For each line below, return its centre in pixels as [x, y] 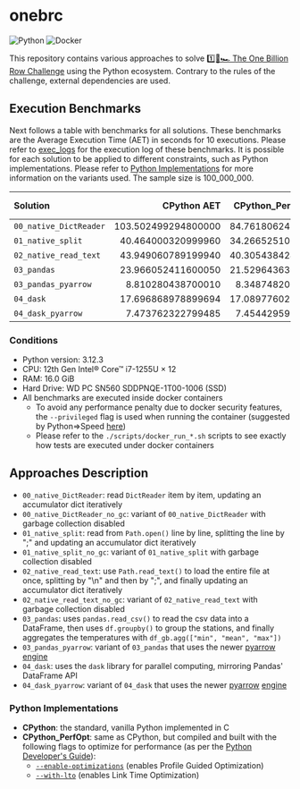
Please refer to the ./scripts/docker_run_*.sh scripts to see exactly [161, 436]
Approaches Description [79, 474]
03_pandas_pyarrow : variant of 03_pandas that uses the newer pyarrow [149, 647]
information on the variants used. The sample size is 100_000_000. [132, 178]
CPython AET [192, 205]
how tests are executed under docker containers [125, 445]
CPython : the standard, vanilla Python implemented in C [125, 728]
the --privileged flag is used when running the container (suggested [162, 417]
